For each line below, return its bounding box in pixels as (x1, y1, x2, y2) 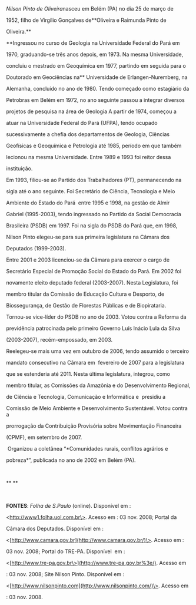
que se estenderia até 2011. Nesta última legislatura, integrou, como (6, 371, 171, 377)
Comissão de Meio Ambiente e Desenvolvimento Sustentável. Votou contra (6, 405, 188, 412)
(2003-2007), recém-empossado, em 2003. (6, 336, 113, 343)
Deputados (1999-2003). (6, 245, 67, 252)
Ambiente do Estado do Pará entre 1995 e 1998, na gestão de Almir (6, 199, 170, 206)
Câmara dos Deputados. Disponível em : (6, 525, 104, 532)
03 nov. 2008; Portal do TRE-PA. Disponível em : (6, 548, 125, 555)
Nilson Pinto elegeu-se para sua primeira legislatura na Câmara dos (6, 233, 170, 240)
